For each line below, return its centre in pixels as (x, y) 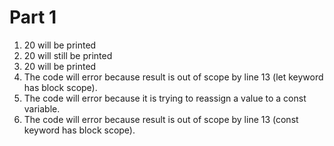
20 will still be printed (68, 55)
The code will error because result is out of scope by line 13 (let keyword (173, 77)
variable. (42, 108)
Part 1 (33, 17)
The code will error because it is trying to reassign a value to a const (165, 98)
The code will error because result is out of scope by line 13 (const (161, 119)
